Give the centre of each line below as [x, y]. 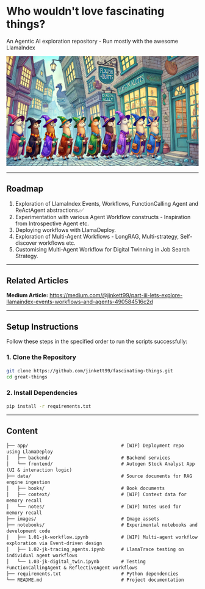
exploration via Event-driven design [54, 544]
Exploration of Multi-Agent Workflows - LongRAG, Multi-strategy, [97, 236]
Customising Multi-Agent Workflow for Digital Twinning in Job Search [103, 249]
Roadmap [25, 189]
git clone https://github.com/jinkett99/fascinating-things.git [90, 370]
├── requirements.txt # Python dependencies [92, 574]
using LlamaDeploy [30, 452]
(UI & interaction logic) [39, 470]
